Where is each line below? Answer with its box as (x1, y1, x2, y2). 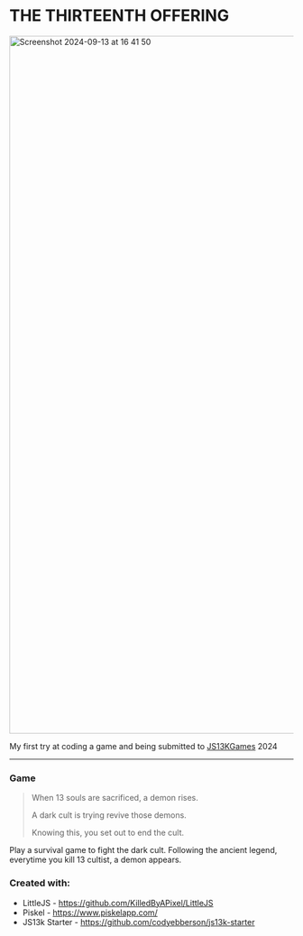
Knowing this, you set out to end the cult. (31, 827, 185, 839)
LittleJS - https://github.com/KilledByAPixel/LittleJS (22, 897, 214, 908)
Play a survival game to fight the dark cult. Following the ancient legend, (9, 845, 278, 856)
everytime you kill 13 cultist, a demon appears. (9, 854, 182, 866)
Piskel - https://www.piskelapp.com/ (22, 907, 158, 918)
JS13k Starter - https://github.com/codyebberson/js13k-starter (22, 916, 255, 927)
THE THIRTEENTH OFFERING (9, 5, 230, 26)
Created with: (9, 876, 70, 889)
